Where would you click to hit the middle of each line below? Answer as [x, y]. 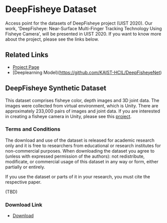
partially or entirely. [25, 167]
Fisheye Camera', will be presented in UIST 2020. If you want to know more [83, 34]
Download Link [24, 204]
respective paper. [23, 182]
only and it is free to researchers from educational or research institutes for [83, 145]
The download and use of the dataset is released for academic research [80, 140]
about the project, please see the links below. [52, 39]
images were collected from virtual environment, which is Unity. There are [82, 105]
